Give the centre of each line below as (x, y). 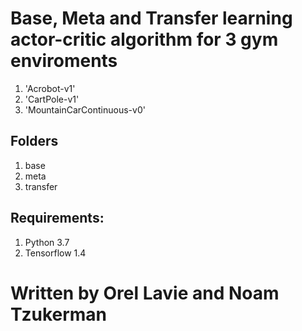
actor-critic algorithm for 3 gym (144, 39)
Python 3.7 (47, 242)
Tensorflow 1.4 (55, 253)
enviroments (64, 61)
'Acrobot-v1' (50, 88)
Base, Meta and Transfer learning (151, 18)
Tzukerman (59, 314)
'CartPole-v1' (52, 99)
